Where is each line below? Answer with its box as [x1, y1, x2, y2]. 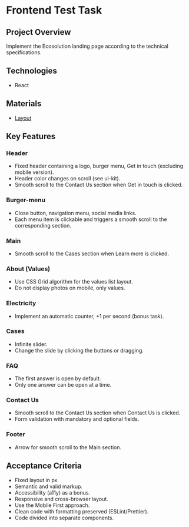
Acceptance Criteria [6, 461, 82, 471]
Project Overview [6, 27, 71, 37]
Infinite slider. [14, 340, 48, 348]
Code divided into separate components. [14, 514, 114, 521]
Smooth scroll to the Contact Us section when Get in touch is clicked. [14, 181, 183, 189]
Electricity [6, 299, 37, 307]
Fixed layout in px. [14, 476, 59, 483]
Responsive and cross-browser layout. [14, 495, 109, 502]
